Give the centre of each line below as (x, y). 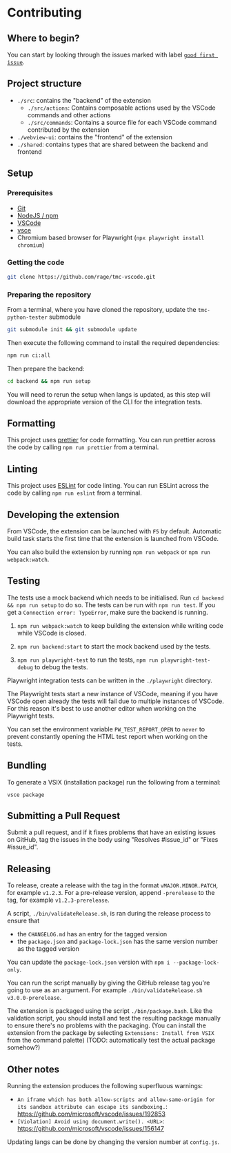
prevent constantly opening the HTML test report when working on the (108, 736)
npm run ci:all (29, 355)
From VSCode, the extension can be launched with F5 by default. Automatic (114, 531)
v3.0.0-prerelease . (34, 998)
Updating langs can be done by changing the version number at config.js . (113, 1142)
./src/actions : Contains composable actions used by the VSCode (121, 108)
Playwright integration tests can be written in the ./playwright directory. (110, 680)
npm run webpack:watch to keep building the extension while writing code (120, 625)
